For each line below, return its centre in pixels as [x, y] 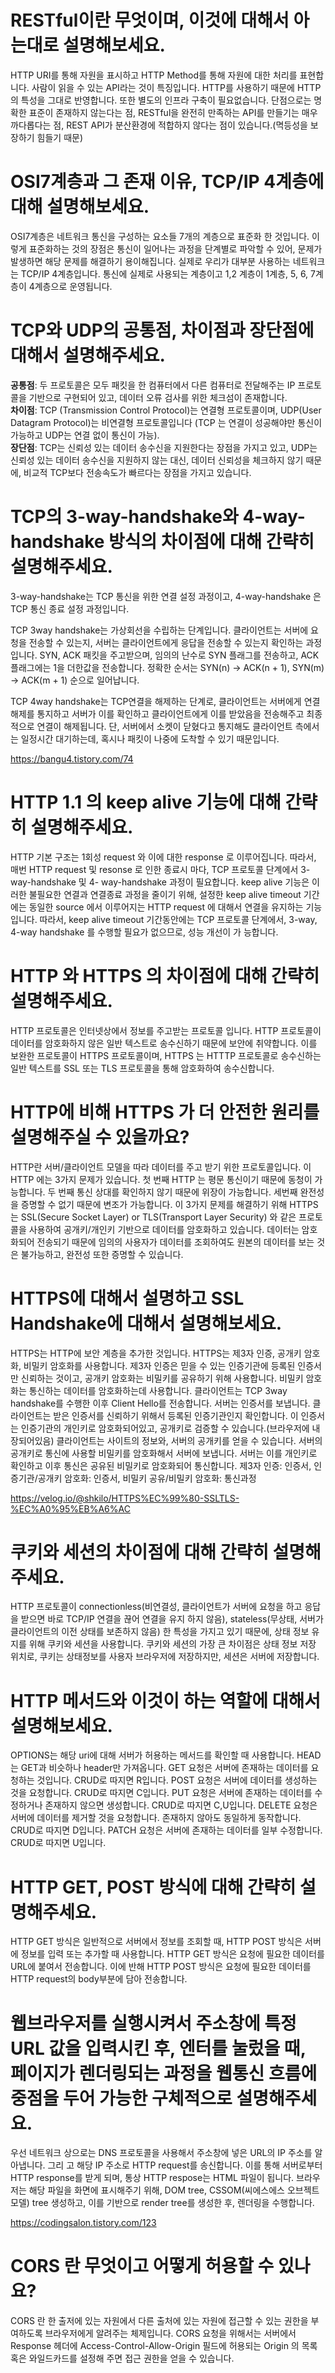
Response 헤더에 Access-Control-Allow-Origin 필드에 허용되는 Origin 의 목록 [164, 2346]
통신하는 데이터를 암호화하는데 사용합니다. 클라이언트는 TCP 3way [158, 1390]
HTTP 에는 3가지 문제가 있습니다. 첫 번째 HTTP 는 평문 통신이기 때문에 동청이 [161, 1179]
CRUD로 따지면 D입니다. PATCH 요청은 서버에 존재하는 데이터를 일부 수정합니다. [166, 1830]
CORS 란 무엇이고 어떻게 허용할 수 [142, 2266]
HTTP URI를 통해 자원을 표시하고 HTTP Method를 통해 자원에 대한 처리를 [154, 75]
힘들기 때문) [60, 137]
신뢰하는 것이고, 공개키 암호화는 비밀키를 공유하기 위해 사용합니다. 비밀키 [162, 1378]
